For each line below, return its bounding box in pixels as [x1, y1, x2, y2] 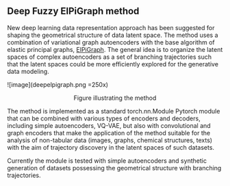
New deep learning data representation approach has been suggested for [7, 23, 215, 31]
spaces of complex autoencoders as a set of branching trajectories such [7, 53, 212, 61]
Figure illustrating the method [73, 94, 157, 102]
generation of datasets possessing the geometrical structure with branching [7, 163, 222, 172]
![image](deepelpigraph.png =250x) [7, 80, 108, 88]
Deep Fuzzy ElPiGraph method [7, 5, 140, 17]
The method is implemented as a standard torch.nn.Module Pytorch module [7, 107, 220, 115]
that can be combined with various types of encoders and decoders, [7, 114, 201, 122]
